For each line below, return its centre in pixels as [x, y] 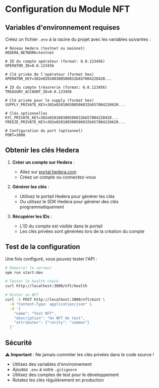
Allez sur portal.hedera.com [48, 171]
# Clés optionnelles [26, 113]
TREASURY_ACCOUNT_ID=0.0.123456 [38, 92]
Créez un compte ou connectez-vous [58, 177]
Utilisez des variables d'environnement [52, 364]
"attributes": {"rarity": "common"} [52, 323]
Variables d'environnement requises [63, 28]
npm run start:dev [24, 273]
